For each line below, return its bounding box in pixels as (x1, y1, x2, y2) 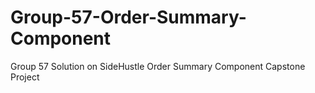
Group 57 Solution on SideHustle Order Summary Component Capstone (10, 60, 306, 72)
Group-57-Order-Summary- (10, 6, 247, 29)
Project (10, 71, 40, 83)
